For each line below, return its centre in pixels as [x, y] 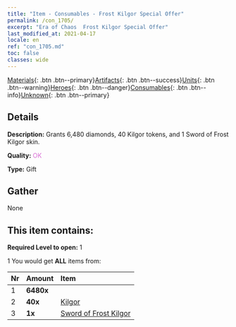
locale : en [23, 40]
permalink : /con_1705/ [41, 20]
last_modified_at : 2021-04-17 [52, 34]
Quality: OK [25, 155]
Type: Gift [22, 169]
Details [23, 117]
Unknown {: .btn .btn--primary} [65, 95]
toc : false [23, 54]
